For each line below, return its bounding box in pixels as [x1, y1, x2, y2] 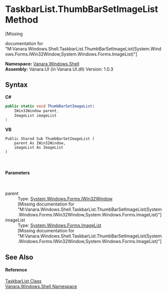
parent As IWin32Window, [14, 141, 66, 146]
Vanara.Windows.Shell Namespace [5, 283, 77, 289]
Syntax [5, 81, 28, 89]
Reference [5, 267, 27, 273]
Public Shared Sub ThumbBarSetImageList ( [5, 136, 95, 141]
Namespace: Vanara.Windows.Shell [5, 61, 80, 67]
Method [5, 14, 38, 26]
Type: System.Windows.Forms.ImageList [17, 222, 102, 228]
